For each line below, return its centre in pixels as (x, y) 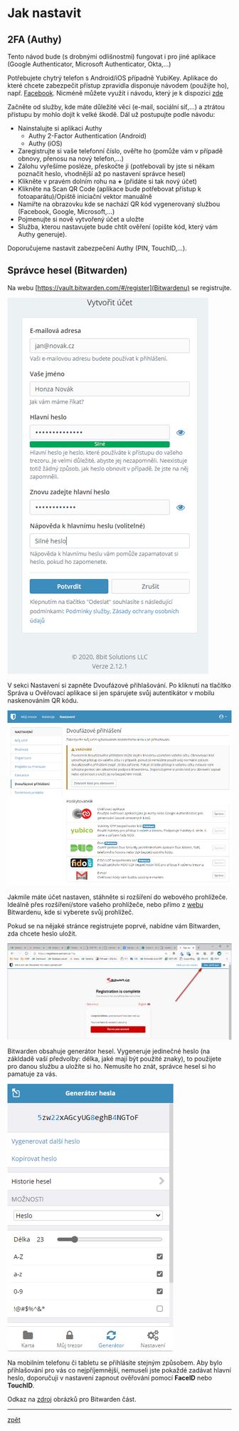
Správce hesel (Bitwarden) (68, 271)
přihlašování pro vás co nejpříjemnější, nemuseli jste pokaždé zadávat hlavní (119, 1370)
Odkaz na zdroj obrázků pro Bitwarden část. (72, 1400)
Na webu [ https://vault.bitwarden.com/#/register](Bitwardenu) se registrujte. (119, 287)
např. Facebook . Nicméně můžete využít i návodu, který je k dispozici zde (115, 93)
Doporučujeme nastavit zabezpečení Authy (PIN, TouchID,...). (97, 248)
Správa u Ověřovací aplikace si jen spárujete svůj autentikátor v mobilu (111, 692)
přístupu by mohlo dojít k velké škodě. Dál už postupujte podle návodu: (111, 114)
